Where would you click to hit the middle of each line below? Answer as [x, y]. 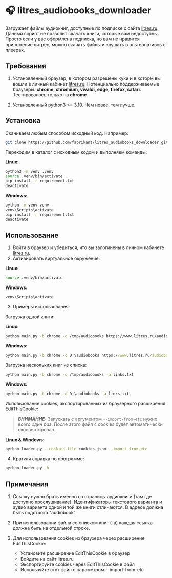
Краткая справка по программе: [48, 459]
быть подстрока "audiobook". [45, 513]
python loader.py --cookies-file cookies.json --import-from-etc [76, 449]
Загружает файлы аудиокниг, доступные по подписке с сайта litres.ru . [82, 28]
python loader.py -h [27, 468]
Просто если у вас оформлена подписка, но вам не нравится [72, 39]
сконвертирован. [37, 429]
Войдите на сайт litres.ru [47, 559]
